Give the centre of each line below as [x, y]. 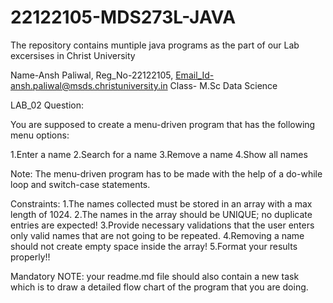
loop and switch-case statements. [80, 184]
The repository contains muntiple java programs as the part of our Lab [155, 45]
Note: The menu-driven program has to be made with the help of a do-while [166, 173]
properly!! [30, 257]
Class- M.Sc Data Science [223, 85]
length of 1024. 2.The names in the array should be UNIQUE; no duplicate [161, 214]
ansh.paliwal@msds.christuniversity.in [89, 85]
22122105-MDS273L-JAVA [123, 17]
